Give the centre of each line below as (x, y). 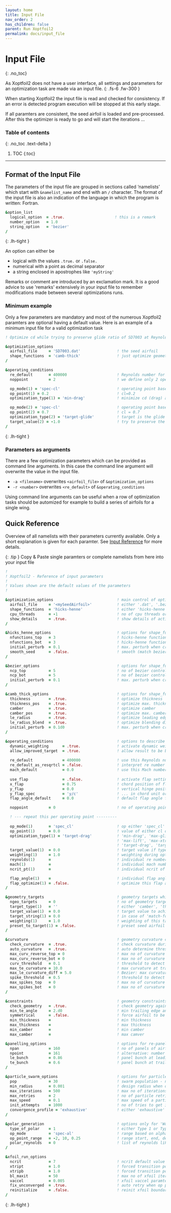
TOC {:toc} (24, 153)
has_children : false (27, 24)
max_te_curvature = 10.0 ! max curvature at (84, 968)
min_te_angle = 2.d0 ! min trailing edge (85, 1010)
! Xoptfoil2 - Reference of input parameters (54, 576)
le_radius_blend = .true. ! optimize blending (85, 723)
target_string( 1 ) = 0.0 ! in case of (77, 916)
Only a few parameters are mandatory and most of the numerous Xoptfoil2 (83, 317)
